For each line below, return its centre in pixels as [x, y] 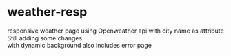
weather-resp [47, 12]
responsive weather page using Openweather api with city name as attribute [115, 31]
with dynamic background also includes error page [79, 45]
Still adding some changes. [46, 38]
